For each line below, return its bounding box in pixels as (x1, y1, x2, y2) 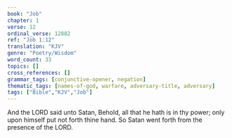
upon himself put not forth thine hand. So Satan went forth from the (7, 115, 202, 124)
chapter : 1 (7, 17, 39, 24)
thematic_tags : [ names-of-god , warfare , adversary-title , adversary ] (7, 82, 216, 89)
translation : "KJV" (7, 43, 65, 50)
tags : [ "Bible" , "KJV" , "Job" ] (7, 89, 93, 96)
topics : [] (7, 63, 39, 70)
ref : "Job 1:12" (7, 37, 55, 44)
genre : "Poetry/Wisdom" (7, 50, 77, 57)
